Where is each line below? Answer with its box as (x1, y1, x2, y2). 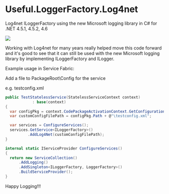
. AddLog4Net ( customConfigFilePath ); (27, 132, 105, 137)
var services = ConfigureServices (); (10, 123, 89, 128)
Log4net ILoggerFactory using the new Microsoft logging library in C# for (5, 20, 157, 26)
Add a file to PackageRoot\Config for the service (5, 75, 106, 81)
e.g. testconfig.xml (5, 85, 44, 91)
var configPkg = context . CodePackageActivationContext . (10, 109, 129, 114)
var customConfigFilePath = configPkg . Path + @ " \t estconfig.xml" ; (10, 114, 152, 119)
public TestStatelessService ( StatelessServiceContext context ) (5, 94, 141, 100)
